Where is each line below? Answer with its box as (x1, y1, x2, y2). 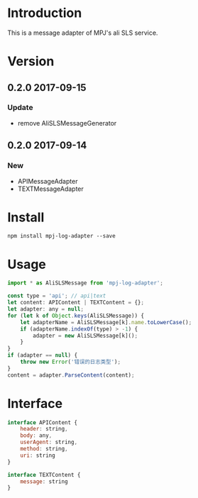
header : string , (20, 426, 69, 433)
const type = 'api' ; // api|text (7, 292, 106, 299)
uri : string (20, 452, 55, 459)
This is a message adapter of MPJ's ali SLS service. (7, 28, 158, 37)
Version (7, 53, 55, 70)
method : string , (20, 446, 69, 453)
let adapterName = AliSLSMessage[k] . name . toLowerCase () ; (20, 319, 192, 326)
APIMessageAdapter (17, 177, 78, 185)
